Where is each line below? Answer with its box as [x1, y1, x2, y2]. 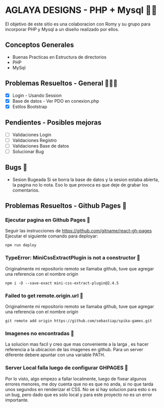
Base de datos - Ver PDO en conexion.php [12, 98, 99, 104]
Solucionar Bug [12, 148, 44, 154]
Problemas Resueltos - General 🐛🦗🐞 [5, 79, 118, 88]
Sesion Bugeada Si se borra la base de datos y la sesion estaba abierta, [12, 177, 160, 183]
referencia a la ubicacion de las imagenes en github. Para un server [5, 347, 143, 353]
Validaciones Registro [12, 137, 57, 143]
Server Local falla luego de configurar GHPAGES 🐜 [5, 364, 128, 371]
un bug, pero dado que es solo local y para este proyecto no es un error [5, 392, 153, 398]
